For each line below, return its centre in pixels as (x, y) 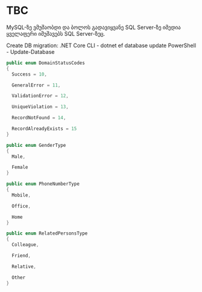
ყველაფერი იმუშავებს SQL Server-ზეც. (56, 33)
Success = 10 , (29, 74)
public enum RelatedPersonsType (47, 233)
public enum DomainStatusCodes (46, 63)
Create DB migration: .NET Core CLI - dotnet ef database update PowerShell (101, 45)
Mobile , (21, 195)
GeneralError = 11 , (36, 85)
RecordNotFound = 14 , (39, 118)
